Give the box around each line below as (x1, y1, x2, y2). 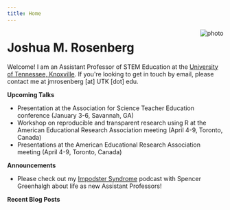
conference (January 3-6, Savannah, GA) (16, 111, 134, 119)
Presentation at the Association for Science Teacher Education (16, 104, 194, 112)
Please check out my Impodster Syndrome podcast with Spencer (16, 174, 201, 182)
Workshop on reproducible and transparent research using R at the (16, 118, 207, 127)
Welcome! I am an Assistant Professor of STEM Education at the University (7, 63, 218, 71)
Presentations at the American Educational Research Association (16, 140, 201, 149)
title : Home (7, 10, 41, 17)
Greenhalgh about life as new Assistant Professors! (16, 182, 162, 190)
